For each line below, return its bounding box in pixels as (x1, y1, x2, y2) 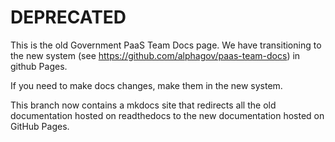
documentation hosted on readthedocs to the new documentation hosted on (10, 109, 325, 121)
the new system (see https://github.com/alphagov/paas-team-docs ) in (10, 49, 301, 61)
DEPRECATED (10, 6, 127, 29)
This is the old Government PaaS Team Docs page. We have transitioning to (10, 39, 322, 51)
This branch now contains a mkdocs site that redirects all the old (10, 99, 277, 111)
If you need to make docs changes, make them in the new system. (10, 79, 283, 91)
